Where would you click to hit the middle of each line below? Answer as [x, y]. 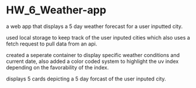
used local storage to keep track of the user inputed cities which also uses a [98, 37]
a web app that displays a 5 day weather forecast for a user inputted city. [94, 26]
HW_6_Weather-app [56, 10]
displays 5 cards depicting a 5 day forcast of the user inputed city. [86, 79]
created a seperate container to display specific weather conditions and [93, 55]
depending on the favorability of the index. [58, 67]
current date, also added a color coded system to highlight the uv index [92, 61]
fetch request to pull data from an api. [52, 44]
